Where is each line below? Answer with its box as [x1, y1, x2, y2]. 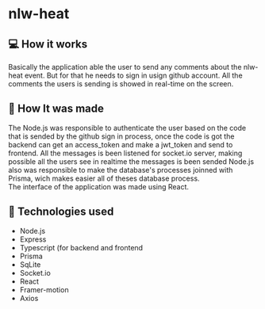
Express [19, 235, 47, 244]
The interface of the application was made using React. [8, 181, 189, 191]
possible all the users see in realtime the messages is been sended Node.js [8, 156, 255, 166]
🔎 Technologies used [8, 205, 114, 219]
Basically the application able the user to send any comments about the [8, 63, 242, 71]
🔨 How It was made [8, 102, 105, 116]
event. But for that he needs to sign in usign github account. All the [24, 71, 244, 80]
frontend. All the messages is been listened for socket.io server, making [8, 148, 243, 158]
